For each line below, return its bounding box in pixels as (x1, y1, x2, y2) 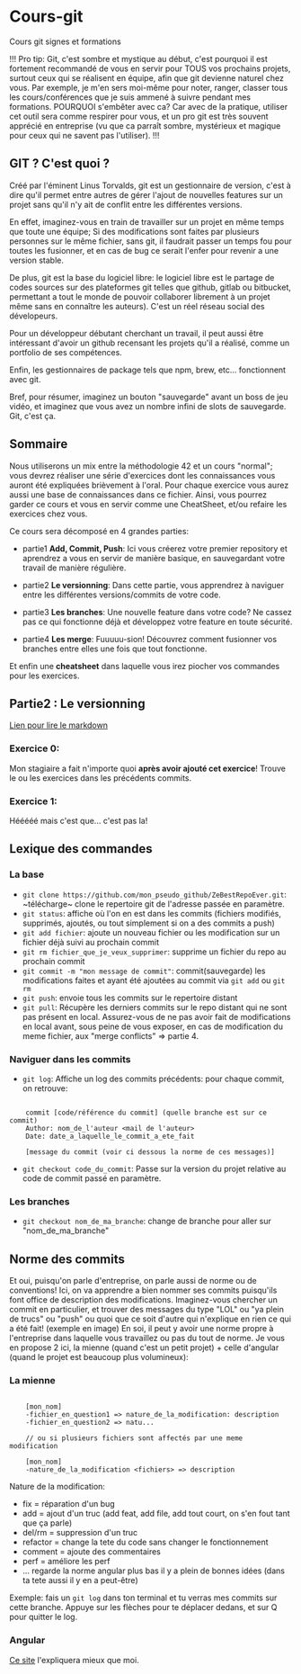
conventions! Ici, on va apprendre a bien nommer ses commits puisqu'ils (9, 1285, 278, 1296)
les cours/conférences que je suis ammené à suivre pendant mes (9, 92, 252, 103)
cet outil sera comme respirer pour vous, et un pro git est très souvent (9, 111, 269, 121)
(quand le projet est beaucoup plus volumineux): (9, 1352, 189, 1363)
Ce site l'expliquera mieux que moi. (9, 1654, 139, 1665)
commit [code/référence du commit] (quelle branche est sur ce (25, 1108, 268, 1117)
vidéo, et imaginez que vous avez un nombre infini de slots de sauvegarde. (9, 400, 287, 411)
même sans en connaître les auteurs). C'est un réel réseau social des (9, 300, 265, 311)
